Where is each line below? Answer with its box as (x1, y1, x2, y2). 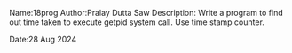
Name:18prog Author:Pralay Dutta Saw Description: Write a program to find (9, 8, 284, 18)
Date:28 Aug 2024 (9, 34, 77, 44)
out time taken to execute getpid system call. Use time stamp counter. (9, 17, 264, 27)
